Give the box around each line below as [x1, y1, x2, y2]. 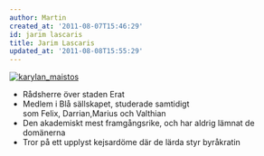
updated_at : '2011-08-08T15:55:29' [9, 47, 144, 56]
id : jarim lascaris [9, 30, 83, 39]
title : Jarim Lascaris [9, 38, 95, 48]
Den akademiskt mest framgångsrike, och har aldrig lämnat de [22, 118, 255, 129]
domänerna [22, 127, 66, 138]
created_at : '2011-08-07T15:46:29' [9, 22, 144, 31]
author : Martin [9, 13, 67, 23]
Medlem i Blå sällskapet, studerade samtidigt [22, 98, 190, 109]
